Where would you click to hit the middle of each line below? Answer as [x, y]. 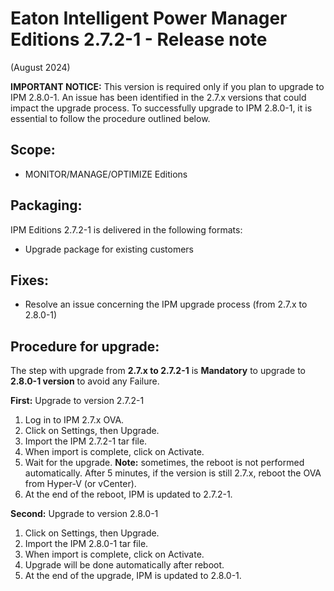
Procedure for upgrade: [85, 346]
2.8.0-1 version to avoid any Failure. [85, 381]
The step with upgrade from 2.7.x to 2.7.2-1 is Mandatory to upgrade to [158, 371]
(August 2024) [40, 67]
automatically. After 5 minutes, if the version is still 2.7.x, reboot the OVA [173, 473]
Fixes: [30, 280]
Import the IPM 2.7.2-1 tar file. [86, 441]
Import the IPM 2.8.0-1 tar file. [86, 544]
